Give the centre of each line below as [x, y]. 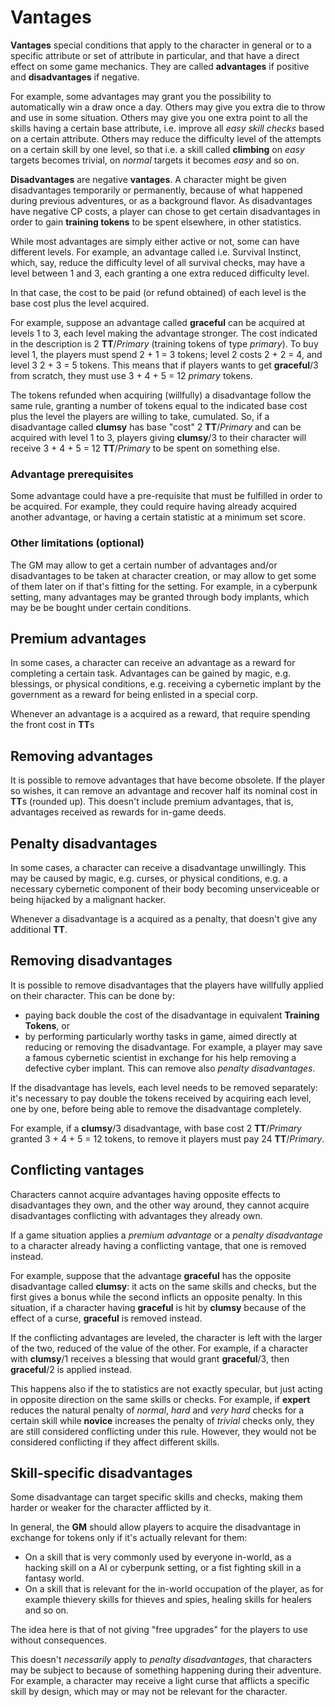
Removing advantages [82, 756]
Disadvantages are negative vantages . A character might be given [148, 179]
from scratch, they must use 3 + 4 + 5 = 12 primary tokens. [132, 375]
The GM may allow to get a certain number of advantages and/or [144, 565]
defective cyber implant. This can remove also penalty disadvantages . [170, 1068]
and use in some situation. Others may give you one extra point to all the [159, 117]
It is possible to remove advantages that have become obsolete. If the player [168, 780]
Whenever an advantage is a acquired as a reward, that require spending [160, 714]
